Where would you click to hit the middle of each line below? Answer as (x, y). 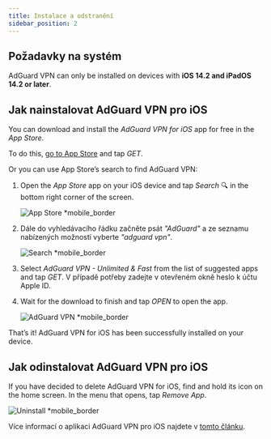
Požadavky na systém (65, 56)
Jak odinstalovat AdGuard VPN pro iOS (108, 367)
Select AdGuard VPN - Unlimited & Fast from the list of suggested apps (139, 269)
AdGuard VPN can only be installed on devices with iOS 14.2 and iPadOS (130, 76)
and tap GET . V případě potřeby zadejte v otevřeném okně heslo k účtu (138, 277)
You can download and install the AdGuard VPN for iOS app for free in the (131, 130)
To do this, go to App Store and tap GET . (76, 154)
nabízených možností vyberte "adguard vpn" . (96, 237)
